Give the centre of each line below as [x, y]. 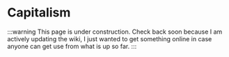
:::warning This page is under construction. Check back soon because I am [115, 32]
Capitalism [39, 13]
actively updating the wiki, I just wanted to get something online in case [110, 38]
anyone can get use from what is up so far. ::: [72, 46]
